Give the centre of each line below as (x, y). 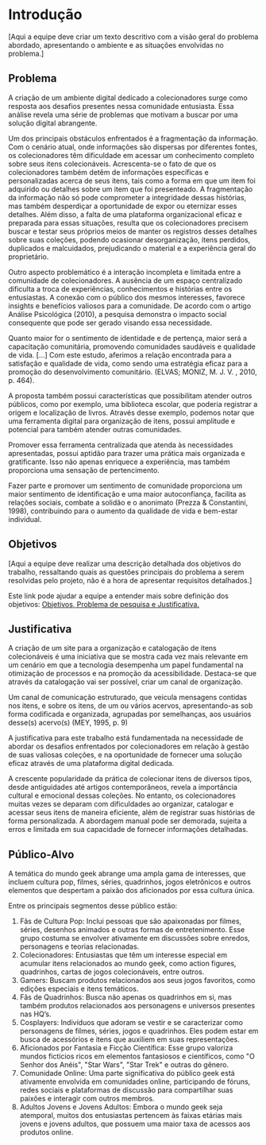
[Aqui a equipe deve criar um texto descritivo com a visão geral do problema (133, 37)
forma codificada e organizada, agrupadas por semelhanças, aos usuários (130, 714)
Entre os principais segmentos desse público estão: (93, 906)
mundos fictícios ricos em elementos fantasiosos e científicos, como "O (137, 1056)
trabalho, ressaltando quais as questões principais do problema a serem (126, 572)
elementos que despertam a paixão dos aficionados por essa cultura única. (131, 891)
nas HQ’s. (35, 1014)
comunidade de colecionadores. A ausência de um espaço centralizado (125, 280)
